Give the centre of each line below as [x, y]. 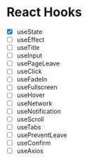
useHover [31, 95]
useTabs [29, 127]
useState [29, 32]
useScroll [30, 119]
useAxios [30, 150]
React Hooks [44, 12]
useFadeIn [32, 79]
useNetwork [34, 103]
